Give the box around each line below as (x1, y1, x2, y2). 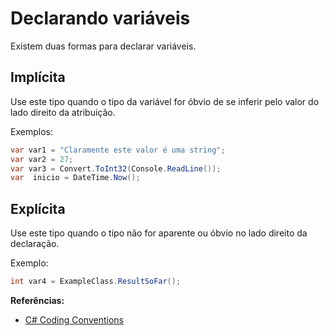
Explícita (10, 200, 66, 217)
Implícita (10, 69, 66, 86)
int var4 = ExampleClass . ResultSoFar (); (10, 277, 182, 287)
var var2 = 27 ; (10, 154, 74, 164)
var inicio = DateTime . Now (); (10, 173, 141, 183)
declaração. (10, 238, 60, 250)
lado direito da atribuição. (10, 106, 116, 118)
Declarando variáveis (10, 7, 191, 30)
